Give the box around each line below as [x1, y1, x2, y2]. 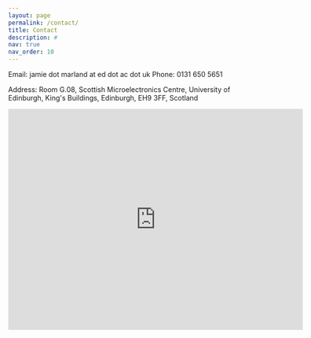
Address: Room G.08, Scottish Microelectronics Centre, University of [8, 85, 231, 94]
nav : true [8, 41, 41, 49]
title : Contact [8, 26, 58, 34]
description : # [8, 33, 58, 42]
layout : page [8, 11, 51, 20]
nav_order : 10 [8, 48, 55, 56]
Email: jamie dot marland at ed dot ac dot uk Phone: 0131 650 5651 [8, 70, 223, 79]
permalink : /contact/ [8, 19, 79, 27]
